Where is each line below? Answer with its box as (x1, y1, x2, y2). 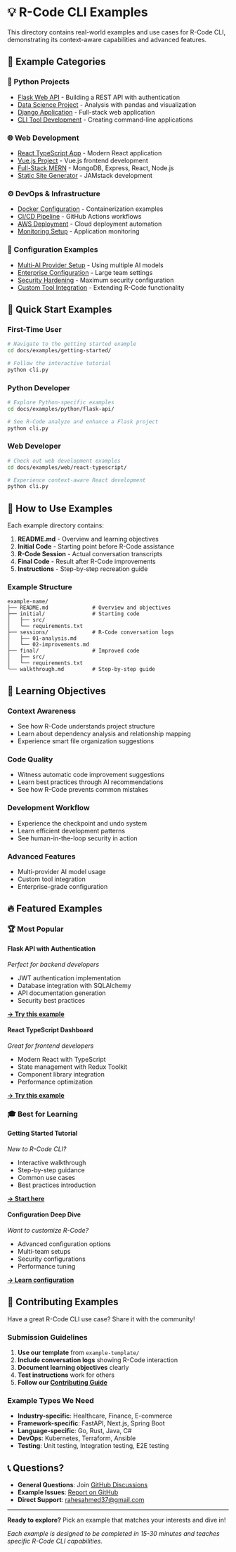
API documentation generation (17, 989, 107, 997)
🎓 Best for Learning (7, 1109, 79, 1119)
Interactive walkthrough (17, 1158, 86, 1167)
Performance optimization (17, 1077, 93, 1086)
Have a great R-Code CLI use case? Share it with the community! (7, 1314, 195, 1323)
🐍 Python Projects (7, 77, 70, 86)
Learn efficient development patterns (17, 826, 125, 835)
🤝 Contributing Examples (7, 1296, 119, 1308)
